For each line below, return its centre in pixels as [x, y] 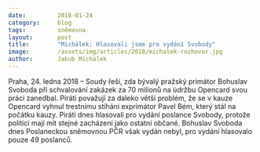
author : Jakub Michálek [58, 60]
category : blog [40, 23]
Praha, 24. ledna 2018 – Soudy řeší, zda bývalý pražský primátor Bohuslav [128, 81]
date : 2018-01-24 [50, 15]
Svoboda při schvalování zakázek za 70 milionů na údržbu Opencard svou [128, 89]
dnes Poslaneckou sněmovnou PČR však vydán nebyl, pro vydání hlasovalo [130, 131]
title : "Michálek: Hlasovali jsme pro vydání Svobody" [112, 45]
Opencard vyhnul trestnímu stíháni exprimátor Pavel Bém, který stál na [122, 106]
